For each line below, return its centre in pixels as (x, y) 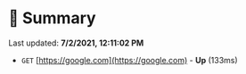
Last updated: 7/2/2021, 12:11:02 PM (76, 43)
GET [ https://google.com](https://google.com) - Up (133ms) (129, 60)
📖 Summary (52, 18)
